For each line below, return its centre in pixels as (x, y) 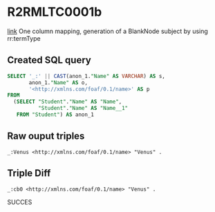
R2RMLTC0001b (55, 12)
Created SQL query (49, 60)
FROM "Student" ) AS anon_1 (55, 115)
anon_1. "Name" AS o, (58, 83)
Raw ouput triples (46, 136)
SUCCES (20, 202)
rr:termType (24, 38)
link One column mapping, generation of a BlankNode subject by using (108, 31)
